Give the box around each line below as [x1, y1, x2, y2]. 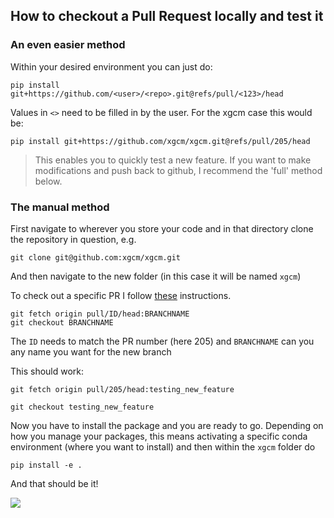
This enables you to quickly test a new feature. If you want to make [34, 154, 312, 166]
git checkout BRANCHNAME [10, 317, 114, 328]
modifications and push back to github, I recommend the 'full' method [34, 164, 323, 176]
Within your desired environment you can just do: [10, 60, 213, 73]
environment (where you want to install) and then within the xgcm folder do [10, 440, 316, 453]
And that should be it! [10, 477, 99, 489]
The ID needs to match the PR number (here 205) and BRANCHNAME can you [10, 335, 315, 347]
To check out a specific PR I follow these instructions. [10, 289, 232, 301]
